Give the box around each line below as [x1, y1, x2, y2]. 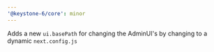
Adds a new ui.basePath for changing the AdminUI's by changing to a [7, 29, 208, 37]
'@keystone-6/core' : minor [7, 10, 86, 17]
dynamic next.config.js [7, 36, 78, 45]
